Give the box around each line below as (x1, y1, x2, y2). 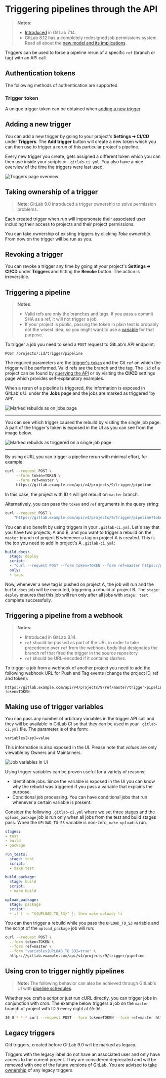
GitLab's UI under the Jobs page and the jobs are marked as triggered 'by (5, 390, 156, 396)
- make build (9, 889, 37, 893)
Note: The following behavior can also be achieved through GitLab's (17, 980, 157, 986)
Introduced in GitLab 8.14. (24, 634, 77, 640)
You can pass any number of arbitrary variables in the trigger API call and (5, 716, 155, 722)
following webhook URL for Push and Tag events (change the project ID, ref (5, 670, 159, 676)
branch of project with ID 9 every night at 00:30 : (5, 1005, 102, 1011)
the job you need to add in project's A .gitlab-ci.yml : (5, 540, 115, 546)
